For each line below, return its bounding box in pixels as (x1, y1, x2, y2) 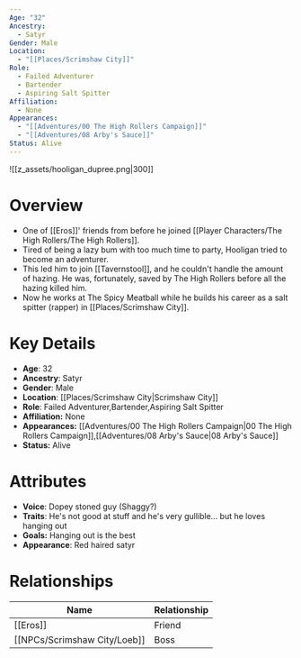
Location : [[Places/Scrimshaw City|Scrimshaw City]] (22, 391, 218, 402)
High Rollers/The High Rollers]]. (22, 234, 140, 245)
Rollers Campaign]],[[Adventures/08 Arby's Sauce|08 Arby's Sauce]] (22, 430, 279, 441)
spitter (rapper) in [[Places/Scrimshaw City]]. (22, 301, 190, 312)
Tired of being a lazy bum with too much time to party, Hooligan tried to (22, 244, 288, 255)
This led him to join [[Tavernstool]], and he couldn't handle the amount (22, 263, 284, 274)
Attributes (9, 471, 87, 491)
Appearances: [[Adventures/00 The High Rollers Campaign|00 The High (22, 420, 292, 431)
